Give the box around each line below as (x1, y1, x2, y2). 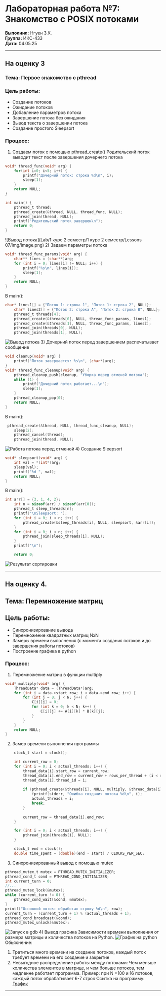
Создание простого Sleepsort (12, 125, 75, 131)
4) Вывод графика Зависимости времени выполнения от (39, 929, 159, 935)
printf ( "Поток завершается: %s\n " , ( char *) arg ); (14, 359, 116, 364)
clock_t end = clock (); (14, 846, 63, 851)
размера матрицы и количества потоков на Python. (5, 935, 115, 941)
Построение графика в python (12, 648, 76, 654)
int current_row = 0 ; (14, 759, 58, 765)
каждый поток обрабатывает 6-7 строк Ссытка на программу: (12, 976, 145, 982)
